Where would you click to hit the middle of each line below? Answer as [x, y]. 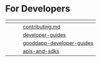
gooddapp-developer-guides [58, 43]
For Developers [38, 9]
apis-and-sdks [41, 51]
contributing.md [42, 26]
